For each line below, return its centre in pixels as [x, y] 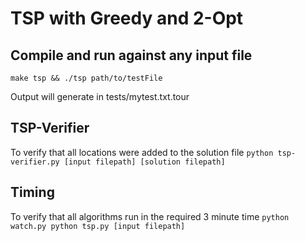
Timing [32, 192]
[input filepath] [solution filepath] [144, 162]
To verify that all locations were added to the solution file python [142, 152]
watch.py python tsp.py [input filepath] [98, 226]
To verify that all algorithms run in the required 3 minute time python [150, 216]
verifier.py [35, 162]
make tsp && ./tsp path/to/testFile [86, 78]
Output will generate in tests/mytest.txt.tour [100, 96]
